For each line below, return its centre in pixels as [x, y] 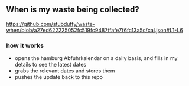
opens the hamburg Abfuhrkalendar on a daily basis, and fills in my [96, 58]
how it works [25, 45]
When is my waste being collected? [73, 10]
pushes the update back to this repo [59, 77]
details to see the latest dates [50, 65]
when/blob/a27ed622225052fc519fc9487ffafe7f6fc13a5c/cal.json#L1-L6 [94, 30]
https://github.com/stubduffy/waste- [51, 24]
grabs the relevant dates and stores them [65, 71]
